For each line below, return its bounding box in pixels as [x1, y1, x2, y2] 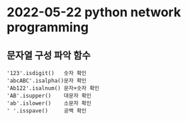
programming [6, 19, 89, 35]
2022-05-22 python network [6, 4, 182, 21]
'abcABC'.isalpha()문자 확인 [6, 77, 87, 84]
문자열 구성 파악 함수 [6, 49, 91, 61]
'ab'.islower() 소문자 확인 [6, 100, 92, 107]
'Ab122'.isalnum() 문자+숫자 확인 [6, 85, 100, 92]
